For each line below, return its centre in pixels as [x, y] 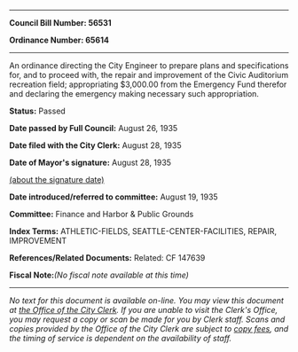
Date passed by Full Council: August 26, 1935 [94, 128]
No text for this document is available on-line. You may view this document [146, 301]
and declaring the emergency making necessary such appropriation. [134, 94]
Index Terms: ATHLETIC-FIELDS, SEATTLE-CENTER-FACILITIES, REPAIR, [143, 231]
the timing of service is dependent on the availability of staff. [121, 338]
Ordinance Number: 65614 [59, 40]
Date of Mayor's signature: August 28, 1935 [90, 162]
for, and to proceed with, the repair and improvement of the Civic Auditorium [149, 75]
